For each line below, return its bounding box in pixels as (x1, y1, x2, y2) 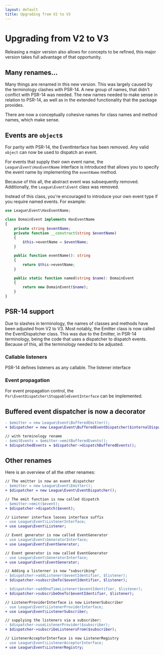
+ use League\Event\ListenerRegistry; (5, 645, 84, 650)
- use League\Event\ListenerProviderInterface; (5, 605, 104, 609)
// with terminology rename (5, 434, 62, 438)
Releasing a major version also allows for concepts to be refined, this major (5, 49, 156, 55)
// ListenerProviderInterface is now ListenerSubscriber (5, 600, 123, 605)
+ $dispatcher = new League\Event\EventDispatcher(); (5, 488, 117, 493)
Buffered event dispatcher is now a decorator (5, 407, 145, 415)
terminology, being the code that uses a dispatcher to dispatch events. (5, 336, 147, 342)
